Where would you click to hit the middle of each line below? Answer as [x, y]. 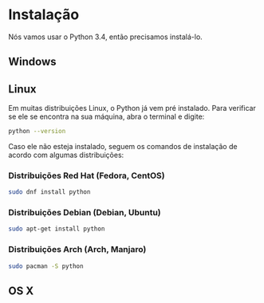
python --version [37, 132]
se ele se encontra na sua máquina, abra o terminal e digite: [106, 116]
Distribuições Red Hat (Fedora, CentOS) [87, 175]
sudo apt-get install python [57, 229]
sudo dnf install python [49, 192]
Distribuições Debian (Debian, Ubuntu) [85, 213]
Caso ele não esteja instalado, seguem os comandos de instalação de [123, 147]
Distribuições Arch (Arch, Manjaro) [77, 250]
